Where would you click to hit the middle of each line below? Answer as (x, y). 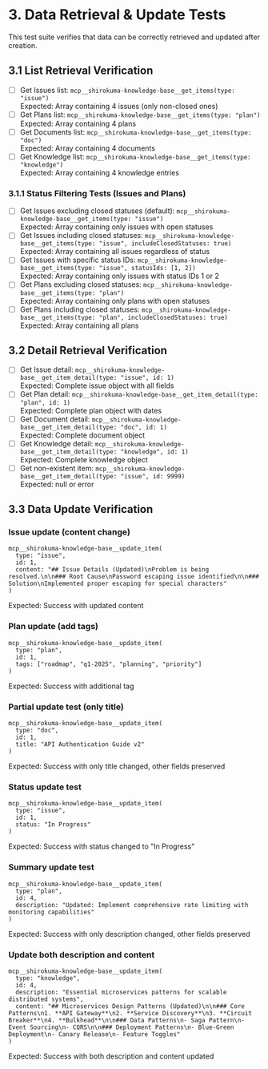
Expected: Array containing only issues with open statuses (116, 227)
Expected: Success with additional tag (71, 686)
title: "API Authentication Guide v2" (80, 744)
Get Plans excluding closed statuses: (80, 284)
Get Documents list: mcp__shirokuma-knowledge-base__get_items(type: (136, 132)
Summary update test (51, 867)
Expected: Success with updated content (76, 606)
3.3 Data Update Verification (81, 509)
